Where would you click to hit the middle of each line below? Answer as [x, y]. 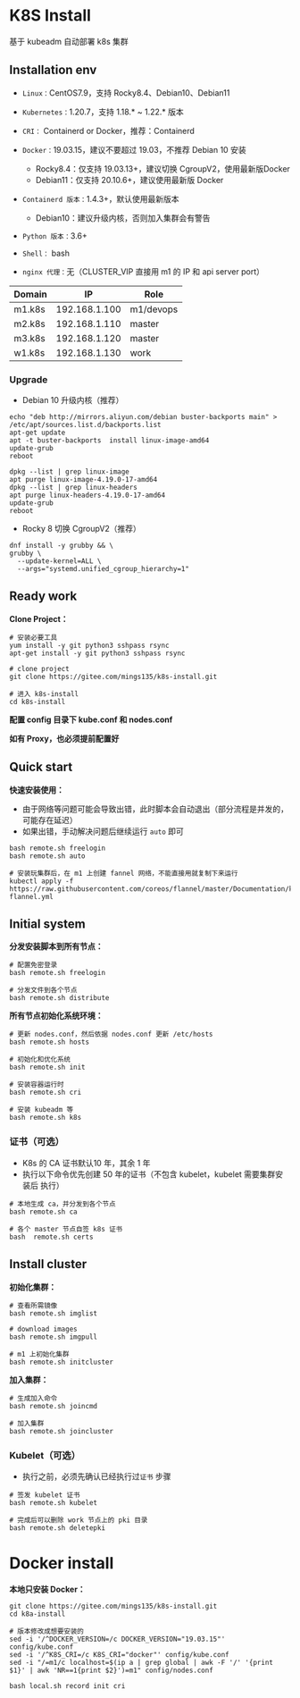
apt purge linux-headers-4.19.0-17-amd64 [87, 496]
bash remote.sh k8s [46, 1118]
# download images [43, 1329]
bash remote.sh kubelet [54, 1502]
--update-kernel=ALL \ [59, 561]
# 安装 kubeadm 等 [42, 1110]
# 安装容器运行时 [37, 1085]
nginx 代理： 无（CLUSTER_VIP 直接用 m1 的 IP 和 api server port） [143, 271]
